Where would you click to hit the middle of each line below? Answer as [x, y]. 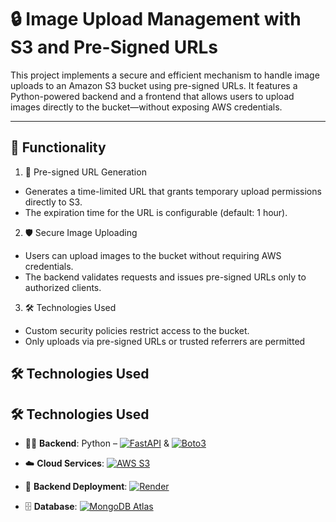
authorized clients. [63, 287]
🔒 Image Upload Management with [156, 19]
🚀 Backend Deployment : [76, 486]
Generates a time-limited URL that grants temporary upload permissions [173, 191]
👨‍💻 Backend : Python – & [97, 443]
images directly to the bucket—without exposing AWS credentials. [146, 107]
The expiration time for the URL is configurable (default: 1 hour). [156, 212]
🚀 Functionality [58, 147]
